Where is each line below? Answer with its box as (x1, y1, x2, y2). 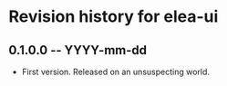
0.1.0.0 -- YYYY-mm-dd (8, 43, 148, 58)
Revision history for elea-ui (8, 6, 219, 27)
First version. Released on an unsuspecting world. (21, 66, 211, 77)
